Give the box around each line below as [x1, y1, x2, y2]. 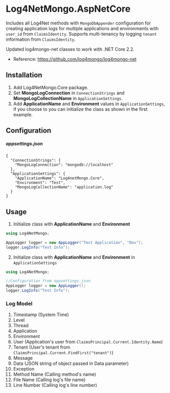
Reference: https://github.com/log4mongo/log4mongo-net [13, 56, 137, 62]
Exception [13, 366, 35, 372]
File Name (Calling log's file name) [13, 377, 86, 383]
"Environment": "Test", [15, 180, 66, 185]
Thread [13, 323, 29, 329]
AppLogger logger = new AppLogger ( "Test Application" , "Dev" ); [6, 240, 143, 245]
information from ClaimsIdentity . [6, 36, 76, 42]
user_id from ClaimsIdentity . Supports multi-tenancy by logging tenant [6, 31, 157, 37]
